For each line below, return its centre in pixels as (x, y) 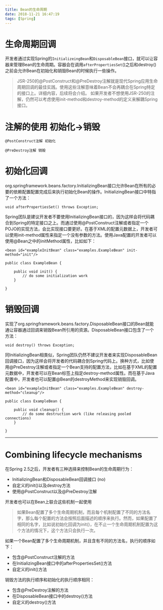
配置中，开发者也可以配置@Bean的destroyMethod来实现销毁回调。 (72, 379)
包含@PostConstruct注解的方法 (43, 557)
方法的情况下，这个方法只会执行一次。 (59, 531)
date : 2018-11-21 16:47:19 (32, 14)
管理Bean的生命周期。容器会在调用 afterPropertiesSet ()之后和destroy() (85, 65)
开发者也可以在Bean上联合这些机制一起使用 (49, 502)
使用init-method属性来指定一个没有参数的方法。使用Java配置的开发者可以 (83, 235)
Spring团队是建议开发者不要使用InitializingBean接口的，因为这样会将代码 (78, 217)
